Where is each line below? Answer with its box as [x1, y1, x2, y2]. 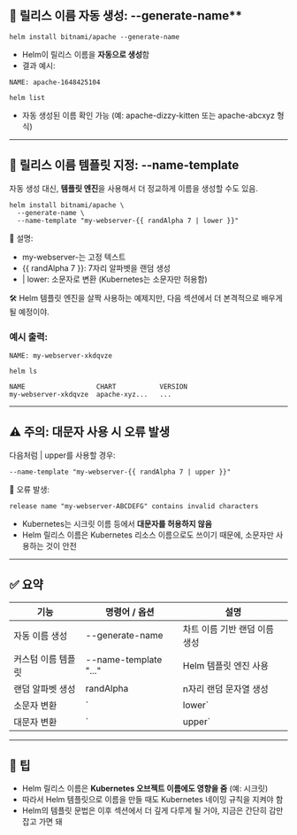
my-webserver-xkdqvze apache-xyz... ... [9, 390, 172, 398]
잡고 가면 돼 [21, 816, 64, 827]
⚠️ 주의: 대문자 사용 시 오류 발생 [9, 424, 171, 440]
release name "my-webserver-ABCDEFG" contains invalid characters [9, 501, 259, 511]
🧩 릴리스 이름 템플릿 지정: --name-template [9, 158, 240, 173]
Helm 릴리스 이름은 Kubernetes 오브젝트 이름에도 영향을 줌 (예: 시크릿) [21, 783, 269, 794]
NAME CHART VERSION [9, 382, 188, 391]
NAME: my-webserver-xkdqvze [9, 351, 113, 360]
